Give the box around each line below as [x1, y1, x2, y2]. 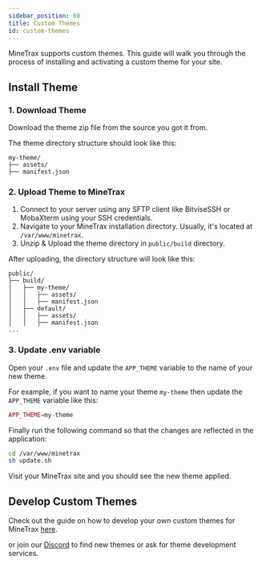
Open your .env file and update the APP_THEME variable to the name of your [8, 363, 253, 372]
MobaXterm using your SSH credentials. [19, 213, 153, 223]
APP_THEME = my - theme [8, 411, 74, 419]
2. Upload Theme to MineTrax [8, 186, 126, 197]
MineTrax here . [8, 525, 58, 534]
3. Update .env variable [8, 344, 101, 355]
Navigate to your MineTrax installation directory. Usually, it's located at [19, 221, 253, 231]
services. [8, 549, 38, 558]
